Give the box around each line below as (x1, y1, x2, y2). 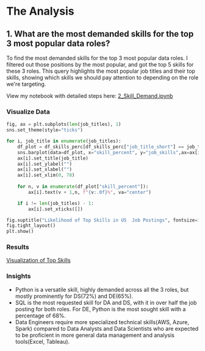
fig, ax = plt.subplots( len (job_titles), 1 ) (6, 121, 121, 128)
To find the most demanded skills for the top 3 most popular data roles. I (6, 54, 188, 62)
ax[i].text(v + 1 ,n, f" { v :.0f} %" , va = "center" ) (28, 189, 151, 195)
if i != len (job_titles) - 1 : (17, 200, 95, 206)
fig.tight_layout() (6, 223, 56, 229)
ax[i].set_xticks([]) (28, 206, 84, 212)
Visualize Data (6, 107, 50, 116)
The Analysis (6, 4, 74, 18)
